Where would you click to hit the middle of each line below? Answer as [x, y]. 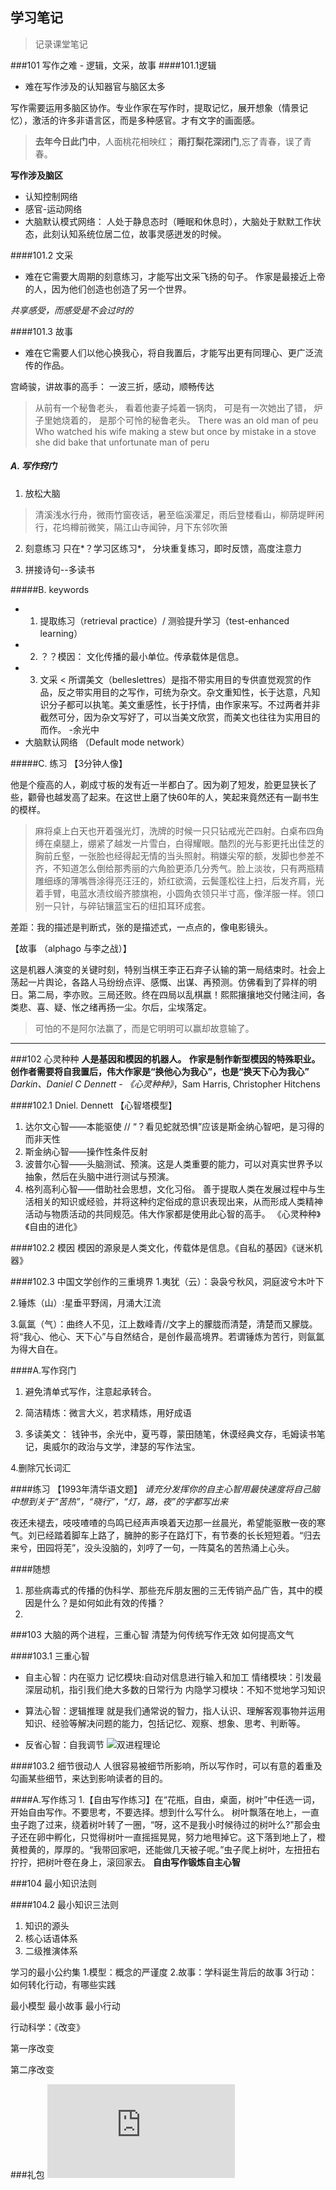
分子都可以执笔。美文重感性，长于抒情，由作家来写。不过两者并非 [184, 704]
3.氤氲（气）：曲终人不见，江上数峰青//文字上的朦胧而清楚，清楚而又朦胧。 [164, 1324]
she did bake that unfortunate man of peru [122, 442]
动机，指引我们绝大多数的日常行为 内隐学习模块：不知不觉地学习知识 [184, 1689]
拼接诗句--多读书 [59, 569]
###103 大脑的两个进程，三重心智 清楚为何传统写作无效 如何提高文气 [152, 1634]
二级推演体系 [51, 1950]
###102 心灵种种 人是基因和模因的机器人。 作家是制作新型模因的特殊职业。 [165, 1059]
